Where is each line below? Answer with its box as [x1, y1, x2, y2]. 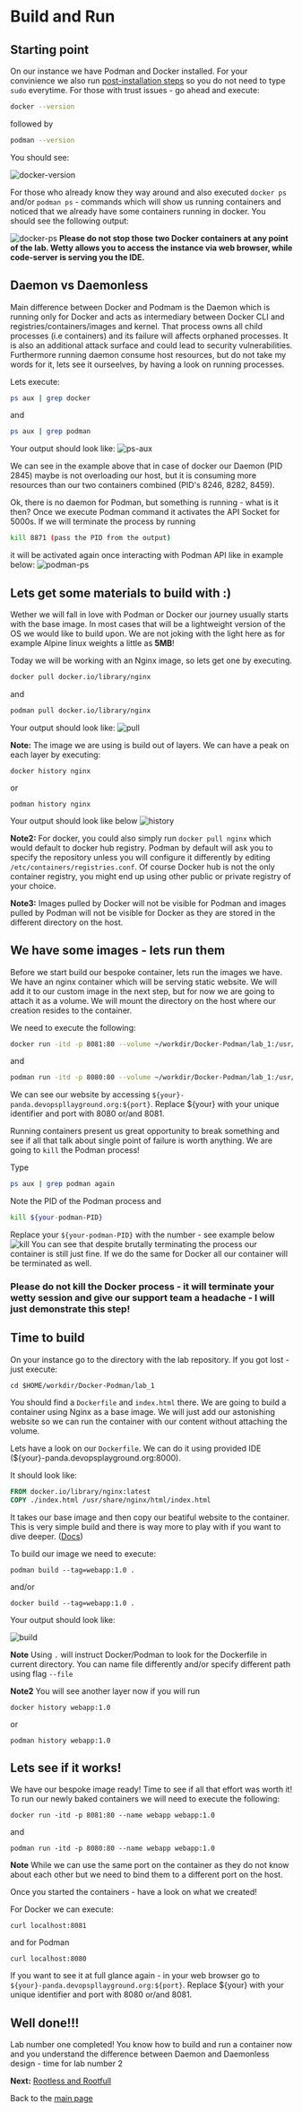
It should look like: [10, 1470, 77, 1480]
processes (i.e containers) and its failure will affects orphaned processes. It [10, 330, 289, 341]
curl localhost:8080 [10, 1954, 88, 1964]
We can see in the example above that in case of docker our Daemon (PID [10, 460, 283, 472]
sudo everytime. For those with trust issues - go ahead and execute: [10, 85, 260, 95]
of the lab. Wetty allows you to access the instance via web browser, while [10, 242, 293, 253]
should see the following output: [10, 215, 129, 226]
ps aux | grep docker [10, 393, 91, 403]
